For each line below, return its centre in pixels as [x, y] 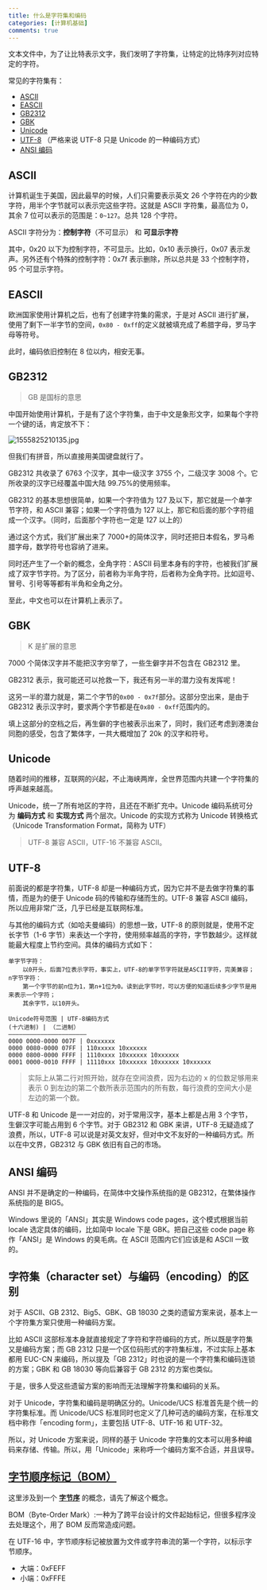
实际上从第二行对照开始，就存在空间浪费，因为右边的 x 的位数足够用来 [143, 1078]
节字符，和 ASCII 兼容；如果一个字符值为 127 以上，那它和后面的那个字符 [128, 510]
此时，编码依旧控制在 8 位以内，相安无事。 [79, 351]
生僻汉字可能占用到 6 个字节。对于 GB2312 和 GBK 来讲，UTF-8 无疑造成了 [132, 1125]
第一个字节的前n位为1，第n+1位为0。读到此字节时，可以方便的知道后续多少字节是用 [139, 987]
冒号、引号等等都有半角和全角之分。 [68, 583]
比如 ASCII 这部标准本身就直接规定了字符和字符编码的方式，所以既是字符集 [131, 1339]
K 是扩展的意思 [52, 646]
